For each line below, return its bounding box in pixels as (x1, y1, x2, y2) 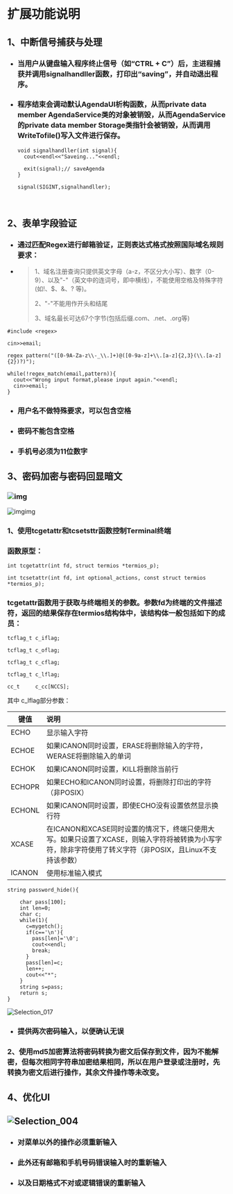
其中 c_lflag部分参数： (7, 696, 71, 704)
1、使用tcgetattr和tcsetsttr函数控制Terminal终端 (7, 526, 171, 535)
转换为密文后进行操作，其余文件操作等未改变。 (7, 1068, 164, 1078)
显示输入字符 (46, 728, 89, 738)
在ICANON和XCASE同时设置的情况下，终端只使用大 (46, 824, 215, 834)
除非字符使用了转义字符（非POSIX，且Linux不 (60, 845, 210, 855)
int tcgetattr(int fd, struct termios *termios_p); (7, 562, 159, 569)
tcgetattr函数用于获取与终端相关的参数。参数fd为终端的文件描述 (7, 598, 223, 607)
